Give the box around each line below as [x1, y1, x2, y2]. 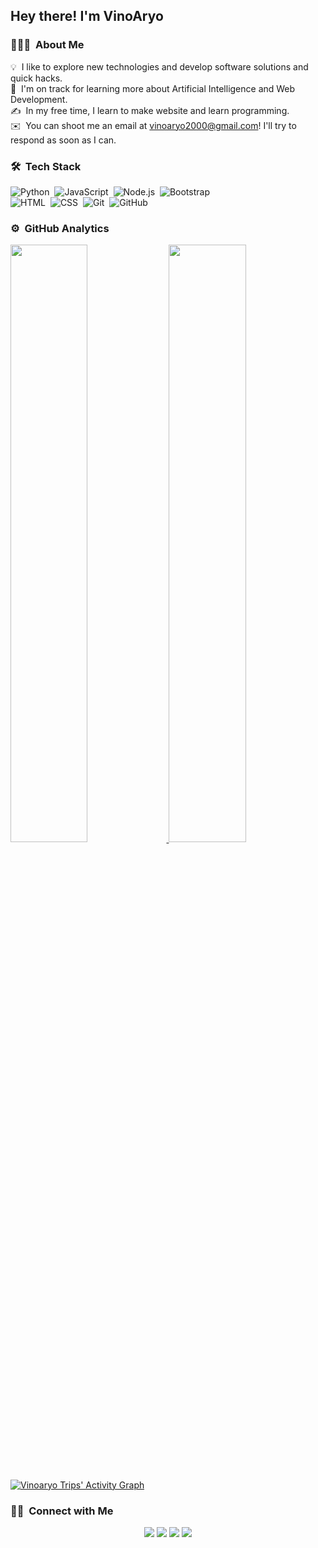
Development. [10, 93, 68, 105]
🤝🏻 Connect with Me [10, 1504, 114, 1518]
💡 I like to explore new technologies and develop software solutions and [10, 60, 309, 73]
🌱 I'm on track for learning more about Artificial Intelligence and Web [10, 82, 296, 94]
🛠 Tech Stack [10, 159, 82, 173]
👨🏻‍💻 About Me [10, 38, 85, 52]
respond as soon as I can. [10, 134, 117, 146]
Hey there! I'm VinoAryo [10, 8, 164, 25]
